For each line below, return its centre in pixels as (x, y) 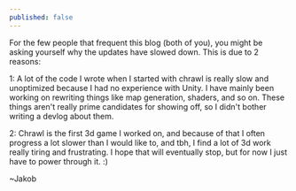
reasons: (25, 61)
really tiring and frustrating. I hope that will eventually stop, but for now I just (148, 152)
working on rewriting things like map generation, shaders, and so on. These (147, 97)
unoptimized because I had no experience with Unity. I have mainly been (142, 88)
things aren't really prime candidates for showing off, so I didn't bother (138, 106)
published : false (41, 17)
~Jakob (23, 179)
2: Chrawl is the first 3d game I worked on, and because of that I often (137, 133)
